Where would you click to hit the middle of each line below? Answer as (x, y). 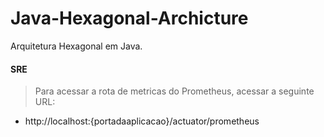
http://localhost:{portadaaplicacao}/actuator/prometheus (142, 121)
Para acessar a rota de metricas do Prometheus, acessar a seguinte (174, 91)
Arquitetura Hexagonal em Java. (76, 46)
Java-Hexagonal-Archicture (129, 18)
